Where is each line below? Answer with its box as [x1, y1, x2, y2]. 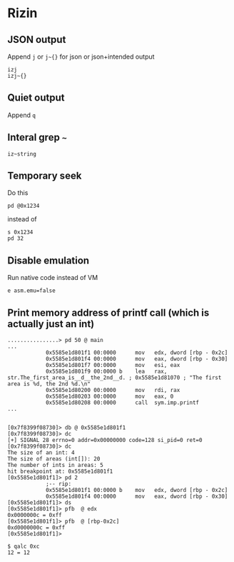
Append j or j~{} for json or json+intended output [7, 52, 155, 61]
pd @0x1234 [7, 202, 40, 210]
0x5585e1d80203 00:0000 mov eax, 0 [45, 393, 174, 401]
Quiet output [7, 91, 65, 104]
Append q [7, 111, 36, 119]
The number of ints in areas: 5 [7, 462, 103, 469]
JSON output [7, 34, 66, 46]
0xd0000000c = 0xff [7, 524, 66, 531]
